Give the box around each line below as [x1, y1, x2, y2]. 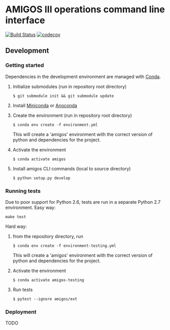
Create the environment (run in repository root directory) [12, 112, 132, 119]
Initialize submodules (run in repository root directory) [12, 83, 127, 89]
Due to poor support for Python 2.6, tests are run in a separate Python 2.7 [5, 199, 161, 205]
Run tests [12, 286, 33, 293]
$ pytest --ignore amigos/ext [12, 296, 78, 301]
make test [5, 214, 27, 219]
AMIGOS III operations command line [5, 4, 165, 15]
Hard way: [5, 223, 27, 229]
